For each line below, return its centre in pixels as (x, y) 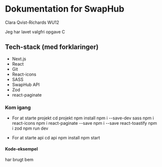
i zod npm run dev (30, 128)
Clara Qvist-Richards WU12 (32, 22)
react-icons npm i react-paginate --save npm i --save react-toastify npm (84, 123)
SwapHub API (26, 84)
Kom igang (18, 107)
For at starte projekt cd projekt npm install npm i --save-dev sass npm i (83, 118)
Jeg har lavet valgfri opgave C (35, 32)
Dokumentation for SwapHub (65, 9)
